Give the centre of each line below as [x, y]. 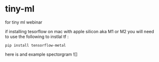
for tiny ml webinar [24, 22]
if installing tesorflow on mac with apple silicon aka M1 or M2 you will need [79, 31]
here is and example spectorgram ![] [41, 54]
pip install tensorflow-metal [36, 45]
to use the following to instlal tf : [37, 37]
